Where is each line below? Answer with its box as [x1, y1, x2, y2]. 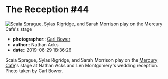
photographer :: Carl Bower [12, 36, 71, 42]
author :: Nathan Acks [12, 41, 59, 47]
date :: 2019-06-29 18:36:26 [12, 47, 72, 53]
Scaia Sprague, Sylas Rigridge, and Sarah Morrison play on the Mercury [5, 56, 158, 63]
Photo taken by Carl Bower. [5, 68, 63, 74]
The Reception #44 [5, 4, 89, 15]
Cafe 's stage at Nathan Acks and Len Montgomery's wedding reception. [5, 62, 158, 68]
